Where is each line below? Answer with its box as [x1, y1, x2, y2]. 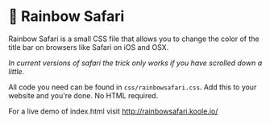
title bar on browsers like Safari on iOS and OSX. [8, 42, 169, 52]
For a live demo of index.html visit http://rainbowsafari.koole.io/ [8, 106, 218, 116]
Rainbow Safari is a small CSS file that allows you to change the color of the [8, 34, 260, 43]
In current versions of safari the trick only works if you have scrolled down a [8, 58, 263, 68]
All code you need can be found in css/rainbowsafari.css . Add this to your [8, 82, 257, 92]
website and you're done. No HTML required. [8, 90, 159, 100]
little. [8, 66, 25, 76]
